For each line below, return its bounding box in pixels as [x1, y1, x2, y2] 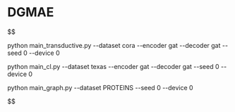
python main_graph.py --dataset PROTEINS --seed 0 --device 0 [7, 83, 193, 92]
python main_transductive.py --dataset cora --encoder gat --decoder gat [7, 41, 221, 49]
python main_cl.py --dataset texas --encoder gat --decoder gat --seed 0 [7, 62, 220, 70]
